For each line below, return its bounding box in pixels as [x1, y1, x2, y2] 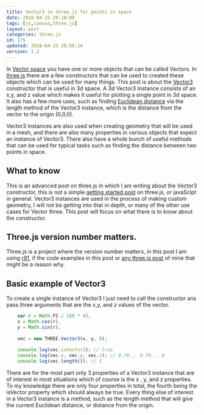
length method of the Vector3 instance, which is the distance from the [6, 104, 182, 111]
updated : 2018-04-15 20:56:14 [6, 43, 83, 49]
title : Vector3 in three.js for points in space [6, 9, 132, 15]
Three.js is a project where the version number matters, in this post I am [6, 248, 187, 256]
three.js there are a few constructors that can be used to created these [6, 71, 184, 79]
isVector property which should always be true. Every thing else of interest [6, 389, 194, 396]
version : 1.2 [6, 49, 40, 55]
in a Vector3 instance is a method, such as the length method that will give [6, 395, 193, 402]
